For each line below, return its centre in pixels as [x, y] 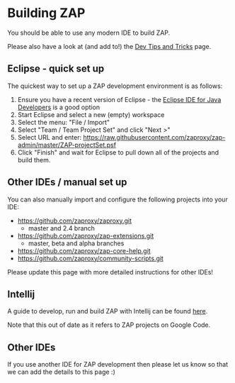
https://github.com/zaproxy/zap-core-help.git [84, 250]
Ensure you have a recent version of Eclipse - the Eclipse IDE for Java [119, 99]
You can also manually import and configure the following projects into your [117, 199]
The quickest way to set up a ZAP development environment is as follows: [115, 86]
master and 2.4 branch [62, 228]
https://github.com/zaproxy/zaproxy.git [75, 221]
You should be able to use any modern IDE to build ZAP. [89, 33]
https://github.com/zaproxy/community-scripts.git [91, 258]
